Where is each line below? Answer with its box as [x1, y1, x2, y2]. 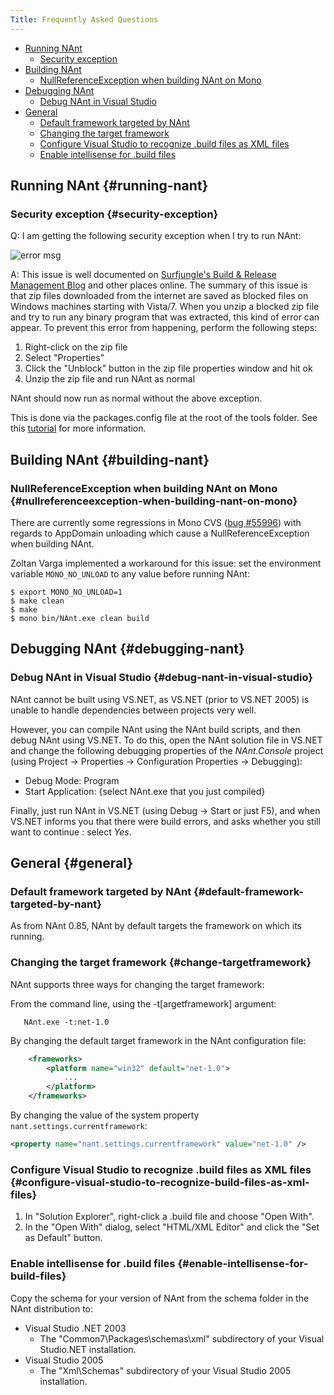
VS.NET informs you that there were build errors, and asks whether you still [10, 815, 321, 827]
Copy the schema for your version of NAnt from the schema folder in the [10, 1292, 310, 1304]
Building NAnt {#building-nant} [10, 451, 210, 468]
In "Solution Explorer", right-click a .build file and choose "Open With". [24, 1211, 315, 1223]
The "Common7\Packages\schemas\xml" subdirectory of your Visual [39, 1332, 325, 1345]
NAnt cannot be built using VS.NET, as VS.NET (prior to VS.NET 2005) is [10, 693, 310, 705]
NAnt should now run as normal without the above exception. [10, 392, 263, 405]
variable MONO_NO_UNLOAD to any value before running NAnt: [10, 568, 250, 580]
